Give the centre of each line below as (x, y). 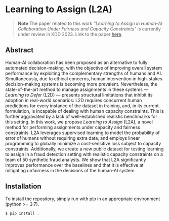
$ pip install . (22, 213)
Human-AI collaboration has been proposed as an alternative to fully (76, 62)
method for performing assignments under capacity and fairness (73, 127)
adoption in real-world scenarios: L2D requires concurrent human (74, 100)
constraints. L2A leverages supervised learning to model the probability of (83, 133)
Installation (23, 186)
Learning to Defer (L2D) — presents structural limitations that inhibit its (79, 94)
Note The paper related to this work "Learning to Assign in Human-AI (90, 23)
